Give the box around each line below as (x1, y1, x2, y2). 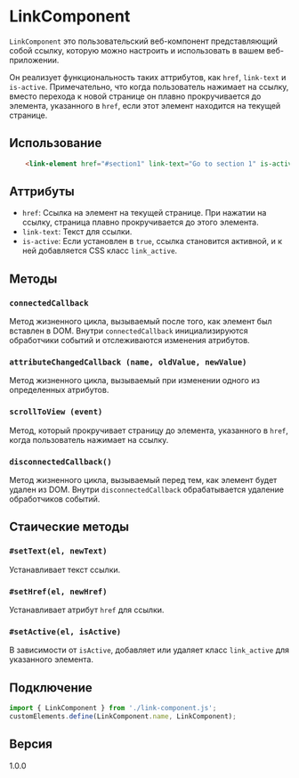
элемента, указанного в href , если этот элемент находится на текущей (9, 100, 281, 111)
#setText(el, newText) (9, 546, 108, 556)
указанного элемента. (9, 654, 93, 665)
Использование (9, 135, 102, 151)
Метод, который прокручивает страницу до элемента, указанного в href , (9, 425, 289, 436)
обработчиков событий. (9, 494, 101, 504)
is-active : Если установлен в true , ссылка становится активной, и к (21, 236, 283, 247)
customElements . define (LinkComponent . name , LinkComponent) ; (9, 711, 238, 721)
